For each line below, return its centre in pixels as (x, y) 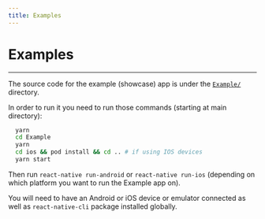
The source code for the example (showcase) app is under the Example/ (125, 84)
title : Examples (35, 15)
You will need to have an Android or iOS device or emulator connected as (127, 198)
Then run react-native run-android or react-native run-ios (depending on (132, 174)
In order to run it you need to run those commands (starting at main (118, 107)
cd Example (33, 137)
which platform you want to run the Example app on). (95, 183)
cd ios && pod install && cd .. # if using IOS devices (109, 152)
